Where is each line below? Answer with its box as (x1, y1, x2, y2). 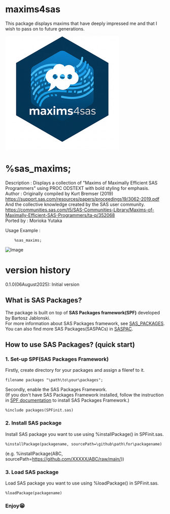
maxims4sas (5, 4, 61, 15)
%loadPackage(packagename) (5, 490, 62, 496)
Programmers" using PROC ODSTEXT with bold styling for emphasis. (5, 185, 150, 191)
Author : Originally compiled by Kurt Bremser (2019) (5, 190, 113, 197)
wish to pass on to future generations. (5, 25, 85, 31)
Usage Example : (5, 227, 41, 233)
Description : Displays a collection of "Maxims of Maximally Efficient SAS (5, 179, 158, 186)
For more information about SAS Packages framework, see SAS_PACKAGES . (5, 320, 165, 326)
